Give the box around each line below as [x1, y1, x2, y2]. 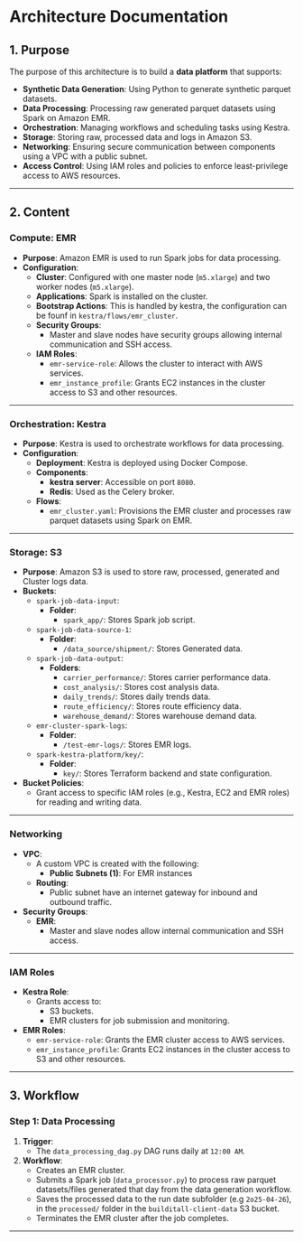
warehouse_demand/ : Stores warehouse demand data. [62, 711, 257, 722]
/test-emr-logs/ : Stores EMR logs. [62, 739, 192, 751]
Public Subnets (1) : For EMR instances [49, 867, 193, 878]
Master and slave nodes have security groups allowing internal [49, 329, 282, 340]
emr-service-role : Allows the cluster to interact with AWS [49, 358, 263, 369]
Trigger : [22, 1135, 54, 1146]
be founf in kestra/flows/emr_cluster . [35, 310, 179, 321]
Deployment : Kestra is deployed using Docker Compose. [35, 457, 248, 468]
